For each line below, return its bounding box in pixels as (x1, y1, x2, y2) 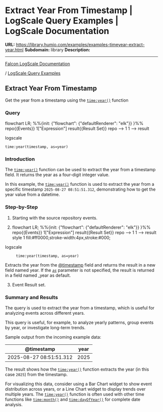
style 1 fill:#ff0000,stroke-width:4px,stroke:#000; (12, 234, 111, 240)
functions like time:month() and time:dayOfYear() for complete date (5, 396, 141, 402)
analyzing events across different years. (5, 310, 85, 316)
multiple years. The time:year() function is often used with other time (5, 391, 145, 397)
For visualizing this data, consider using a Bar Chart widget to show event (5, 381, 152, 387)
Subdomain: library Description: (24, 47, 91, 53)
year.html (5, 47, 24, 53)
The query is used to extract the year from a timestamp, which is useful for (5, 305, 155, 311)
